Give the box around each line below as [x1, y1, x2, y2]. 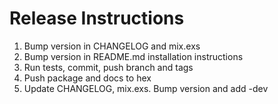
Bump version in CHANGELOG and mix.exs [23, 40, 201, 52]
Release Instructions [9, 7, 185, 30]
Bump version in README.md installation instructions [23, 50, 244, 62]
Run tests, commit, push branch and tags [23, 61, 194, 73]
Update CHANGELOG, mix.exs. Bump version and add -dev [23, 82, 269, 94]
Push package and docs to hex [23, 72, 152, 84]
